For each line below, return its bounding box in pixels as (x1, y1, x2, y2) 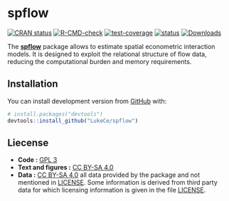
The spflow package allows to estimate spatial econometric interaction (7, 42, 215, 50)
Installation (7, 78, 58, 90)
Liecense (7, 136, 49, 148)
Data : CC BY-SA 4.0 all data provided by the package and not (17, 170, 201, 179)
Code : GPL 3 (17, 156, 58, 164)
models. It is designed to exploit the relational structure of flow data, (7, 50, 208, 58)
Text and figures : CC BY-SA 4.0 (17, 163, 114, 172)
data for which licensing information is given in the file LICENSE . (17, 186, 206, 195)
